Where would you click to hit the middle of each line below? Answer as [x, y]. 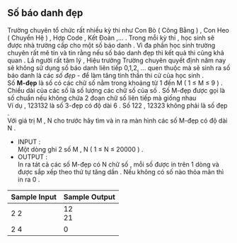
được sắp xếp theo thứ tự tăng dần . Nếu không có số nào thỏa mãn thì [121, 171]
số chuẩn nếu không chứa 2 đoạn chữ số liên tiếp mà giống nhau [102, 98]
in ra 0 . [29, 179]
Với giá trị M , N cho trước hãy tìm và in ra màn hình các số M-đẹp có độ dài [117, 120]
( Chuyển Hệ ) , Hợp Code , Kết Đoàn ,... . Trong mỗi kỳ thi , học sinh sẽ [111, 38]
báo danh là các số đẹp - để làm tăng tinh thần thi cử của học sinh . [105, 75]
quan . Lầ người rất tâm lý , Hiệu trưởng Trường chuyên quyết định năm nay [117, 60]
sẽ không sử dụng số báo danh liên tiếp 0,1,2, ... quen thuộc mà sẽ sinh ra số [119, 67]
